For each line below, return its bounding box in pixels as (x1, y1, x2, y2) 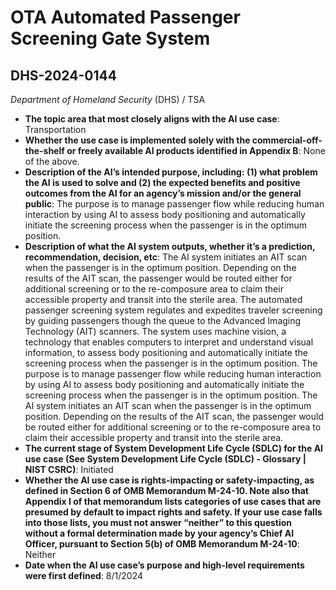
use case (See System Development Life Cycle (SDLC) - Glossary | (24, 453, 307, 465)
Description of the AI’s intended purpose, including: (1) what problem (24, 166, 318, 178)
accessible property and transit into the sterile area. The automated (24, 294, 303, 305)
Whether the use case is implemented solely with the (24, 134, 251, 146)
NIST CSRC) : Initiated (24, 464, 114, 475)
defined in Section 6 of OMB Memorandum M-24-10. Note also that (24, 485, 309, 496)
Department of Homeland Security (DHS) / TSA (10, 94, 206, 105)
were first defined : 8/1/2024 (24, 570, 144, 581)
